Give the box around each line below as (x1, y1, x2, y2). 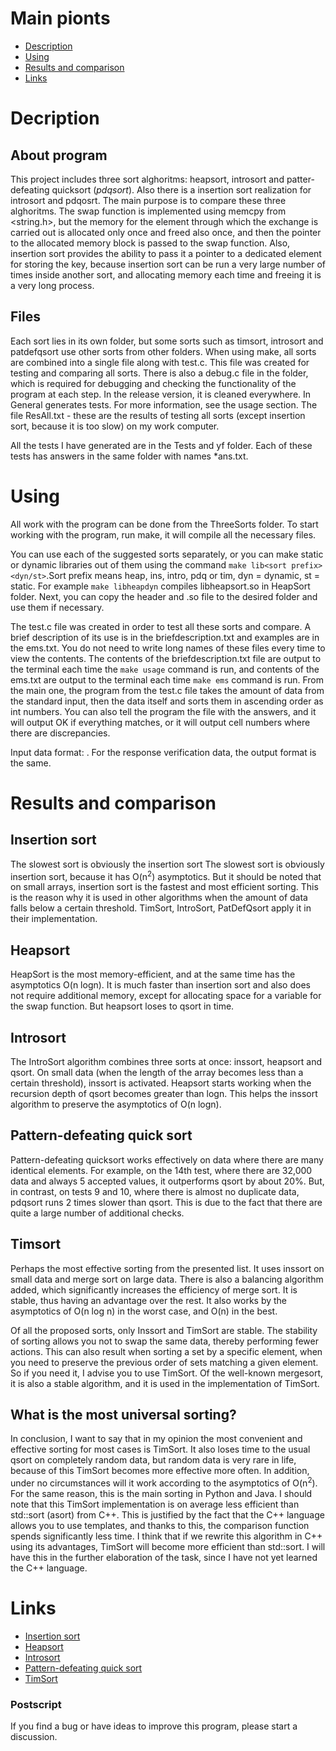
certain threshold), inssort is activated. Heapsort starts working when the (10, 1077, 312, 1089)
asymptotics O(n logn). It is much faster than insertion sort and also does (10, 979, 311, 991)
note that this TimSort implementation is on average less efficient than (10, 1498, 300, 1511)
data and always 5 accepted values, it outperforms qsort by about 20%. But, (10, 1175, 325, 1187)
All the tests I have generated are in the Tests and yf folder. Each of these (10, 439, 313, 451)
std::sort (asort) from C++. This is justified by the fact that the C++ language (10, 1509, 325, 1521)
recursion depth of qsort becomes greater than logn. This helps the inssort (10, 1087, 318, 1099)
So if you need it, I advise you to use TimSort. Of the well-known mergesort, (10, 1367, 324, 1379)
